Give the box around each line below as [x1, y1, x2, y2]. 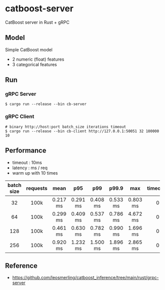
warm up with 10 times [12, 170, 58, 176]
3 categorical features [12, 61, 57, 67]
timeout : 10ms [12, 159, 42, 165]
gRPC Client [5, 113, 34, 120]
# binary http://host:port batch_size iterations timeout [5, 124, 126, 129]
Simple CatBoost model [5, 46, 53, 52]
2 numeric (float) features [12, 56, 65, 62]
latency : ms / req [12, 165, 48, 171]
